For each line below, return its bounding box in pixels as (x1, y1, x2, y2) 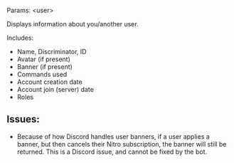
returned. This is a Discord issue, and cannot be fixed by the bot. (16, 147, 208, 156)
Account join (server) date (16, 85, 94, 93)
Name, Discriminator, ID (16, 48, 87, 56)
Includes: (6, 33, 33, 42)
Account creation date (16, 78, 83, 86)
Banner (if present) (16, 63, 73, 70)
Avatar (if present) (16, 55, 70, 63)
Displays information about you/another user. (6, 20, 139, 28)
